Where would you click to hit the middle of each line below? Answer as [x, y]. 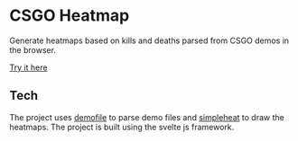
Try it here [28, 67]
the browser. [33, 49]
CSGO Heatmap [70, 16]
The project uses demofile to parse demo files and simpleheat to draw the [147, 117]
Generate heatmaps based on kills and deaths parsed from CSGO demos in [149, 40]
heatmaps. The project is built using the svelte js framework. [122, 127]
